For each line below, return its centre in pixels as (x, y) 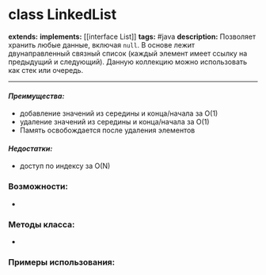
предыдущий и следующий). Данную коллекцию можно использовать (128, 62)
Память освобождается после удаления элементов (107, 130)
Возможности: (38, 186)
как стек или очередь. (46, 70)
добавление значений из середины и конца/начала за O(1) (119, 113)
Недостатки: (30, 148)
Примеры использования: (62, 262)
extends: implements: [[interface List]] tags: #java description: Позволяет (132, 36)
